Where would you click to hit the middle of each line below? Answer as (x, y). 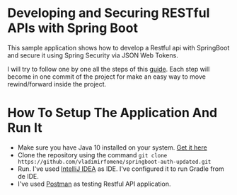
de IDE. (28, 176)
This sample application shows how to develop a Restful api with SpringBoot (118, 48)
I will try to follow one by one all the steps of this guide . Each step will (109, 69)
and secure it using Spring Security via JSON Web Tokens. (93, 55)
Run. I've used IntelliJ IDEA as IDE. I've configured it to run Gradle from (121, 169)
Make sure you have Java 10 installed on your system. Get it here (112, 147)
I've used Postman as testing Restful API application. (94, 184)
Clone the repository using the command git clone (92, 155)
